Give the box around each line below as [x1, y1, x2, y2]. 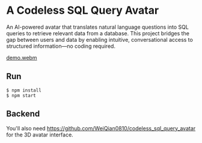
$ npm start [6, 92, 36, 99]
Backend [6, 109, 40, 119]
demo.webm [6, 54, 37, 61]
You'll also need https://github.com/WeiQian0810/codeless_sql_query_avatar [6, 124, 196, 132]
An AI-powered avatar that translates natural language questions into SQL [6, 23, 189, 31]
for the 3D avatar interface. [6, 131, 73, 138]
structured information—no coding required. [6, 42, 116, 50]
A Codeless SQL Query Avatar [6, 4, 159, 17]
